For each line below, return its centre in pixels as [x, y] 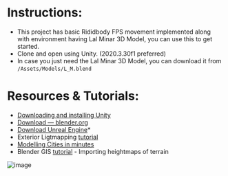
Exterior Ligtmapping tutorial [58, 137]
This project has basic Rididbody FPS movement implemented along [114, 32]
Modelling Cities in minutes [55, 144]
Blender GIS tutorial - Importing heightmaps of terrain [93, 151]
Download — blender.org [52, 122]
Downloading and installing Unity [64, 115]
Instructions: [45, 13]
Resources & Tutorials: [73, 96]
